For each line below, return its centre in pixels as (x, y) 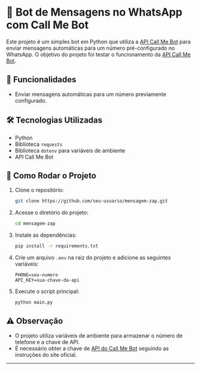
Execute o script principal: (47, 291)
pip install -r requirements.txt (57, 246)
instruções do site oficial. (46, 354)
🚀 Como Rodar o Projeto (51, 176)
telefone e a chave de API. (47, 342)
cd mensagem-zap (35, 224)
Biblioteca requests (39, 144)
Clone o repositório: (39, 190)
